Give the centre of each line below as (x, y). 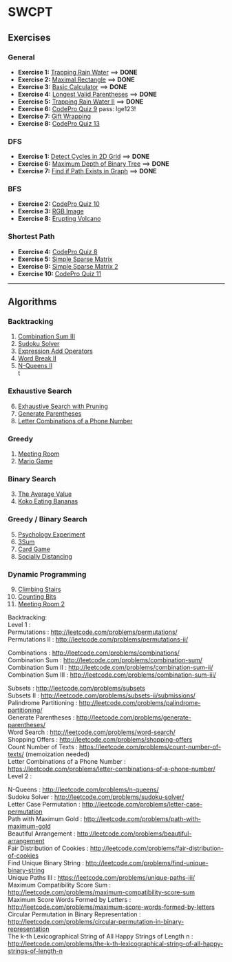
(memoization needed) (58, 754)
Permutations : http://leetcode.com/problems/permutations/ (93, 632)
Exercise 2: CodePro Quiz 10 (59, 204)
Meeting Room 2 (41, 604)
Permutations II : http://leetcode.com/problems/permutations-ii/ (98, 639)
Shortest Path (31, 237)
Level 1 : (19, 624)
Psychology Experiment (51, 534)
